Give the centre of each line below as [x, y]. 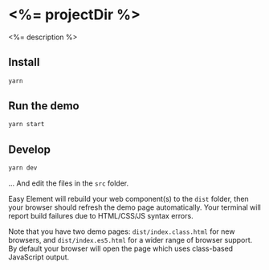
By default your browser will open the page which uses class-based [121, 248]
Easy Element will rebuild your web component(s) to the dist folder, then [128, 199]
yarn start [26, 125]
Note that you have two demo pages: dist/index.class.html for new [122, 231]
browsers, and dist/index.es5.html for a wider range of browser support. [130, 240]
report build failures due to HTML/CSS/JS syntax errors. [101, 216]
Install [24, 62]
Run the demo [44, 106]
